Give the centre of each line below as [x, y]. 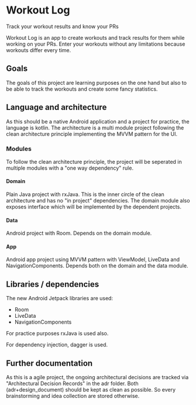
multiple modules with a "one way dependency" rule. [70, 168]
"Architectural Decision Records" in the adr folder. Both [72, 383]
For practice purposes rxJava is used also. [57, 334]
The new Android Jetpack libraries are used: [59, 298]
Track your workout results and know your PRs [62, 26]
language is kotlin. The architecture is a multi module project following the [95, 128]
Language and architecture [56, 107]
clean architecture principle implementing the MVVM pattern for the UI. [92, 134]
